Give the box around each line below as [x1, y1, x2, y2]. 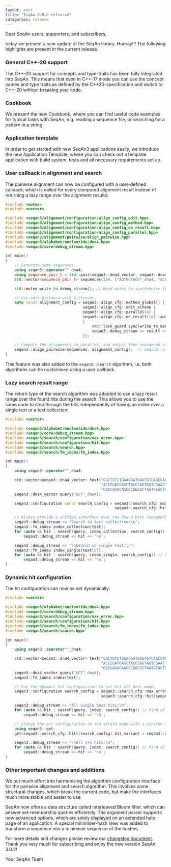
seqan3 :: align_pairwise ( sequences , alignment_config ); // [14, 347, 142, 352]
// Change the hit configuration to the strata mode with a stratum [14, 721, 163, 726]
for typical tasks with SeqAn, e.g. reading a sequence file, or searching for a [5, 116, 165, 122]
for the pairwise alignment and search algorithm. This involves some [5, 784, 149, 790]
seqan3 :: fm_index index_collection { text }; [14, 524, 106, 529]
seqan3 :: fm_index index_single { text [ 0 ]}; [14, 548, 103, 553]
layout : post [5, 7, 33, 13]
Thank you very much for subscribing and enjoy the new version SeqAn [5, 841, 156, 847]
